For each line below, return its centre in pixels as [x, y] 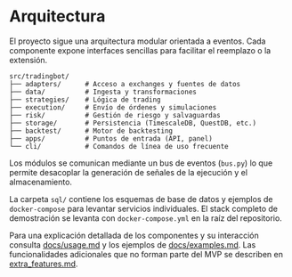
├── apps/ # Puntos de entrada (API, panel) [111, 138]
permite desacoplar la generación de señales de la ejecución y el [128, 172]
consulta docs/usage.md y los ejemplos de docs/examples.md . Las [133, 244]
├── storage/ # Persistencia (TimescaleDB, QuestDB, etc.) [133, 123]
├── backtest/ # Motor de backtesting [91, 131]
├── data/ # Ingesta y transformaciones [103, 92]
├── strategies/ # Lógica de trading [85, 100]
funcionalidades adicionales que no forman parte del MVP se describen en [146, 254]
